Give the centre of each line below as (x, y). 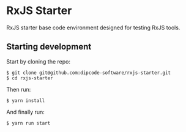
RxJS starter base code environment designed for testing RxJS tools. (93, 28)
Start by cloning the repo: (39, 61)
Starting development (49, 47)
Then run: (19, 89)
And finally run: (25, 112)
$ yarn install (26, 101)
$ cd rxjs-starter (30, 78)
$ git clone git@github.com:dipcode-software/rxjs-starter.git (89, 73)
